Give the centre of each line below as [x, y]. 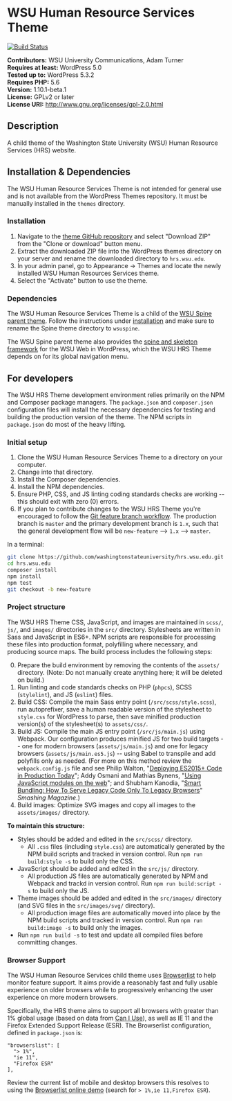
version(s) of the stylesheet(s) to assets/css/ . [83, 724]
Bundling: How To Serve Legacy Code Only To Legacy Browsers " [110, 790]
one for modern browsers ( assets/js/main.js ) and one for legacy [115, 746]
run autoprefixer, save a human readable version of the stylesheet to [114, 709]
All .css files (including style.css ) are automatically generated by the [126, 846]
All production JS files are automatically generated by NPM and [118, 876]
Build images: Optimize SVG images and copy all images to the [106, 804]
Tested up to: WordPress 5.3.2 [51, 75]
